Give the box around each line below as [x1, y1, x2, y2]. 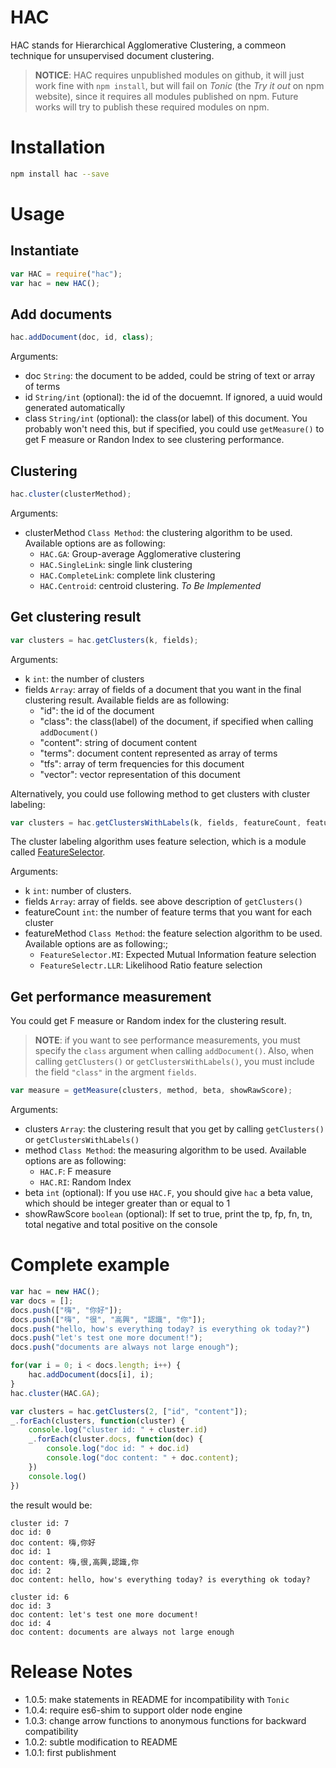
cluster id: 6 [10, 1592, 70, 1602]
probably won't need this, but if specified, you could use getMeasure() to [24, 423, 325, 435]
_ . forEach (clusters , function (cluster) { [10, 1416, 186, 1426]
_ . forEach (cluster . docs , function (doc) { [28, 1434, 203, 1445]
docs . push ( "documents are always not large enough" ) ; [10, 1342, 240, 1353]
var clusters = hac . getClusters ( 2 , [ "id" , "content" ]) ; [10, 1406, 248, 1416]
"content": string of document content [39, 736, 198, 748]
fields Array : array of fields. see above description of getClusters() [24, 896, 303, 908]
